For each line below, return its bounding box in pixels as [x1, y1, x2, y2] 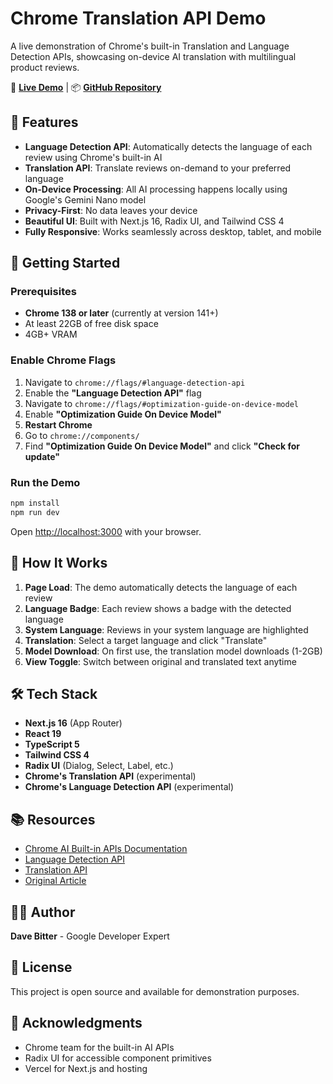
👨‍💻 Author [10, 903, 76, 921]
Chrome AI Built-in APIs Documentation [24, 843, 188, 855]
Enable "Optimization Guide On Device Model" [24, 408, 222, 420]
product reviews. [10, 61, 80, 73]
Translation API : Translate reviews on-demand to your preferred [24, 162, 292, 174]
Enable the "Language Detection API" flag [24, 387, 202, 399]
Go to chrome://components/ [24, 429, 140, 441]
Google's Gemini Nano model [24, 193, 147, 206]
